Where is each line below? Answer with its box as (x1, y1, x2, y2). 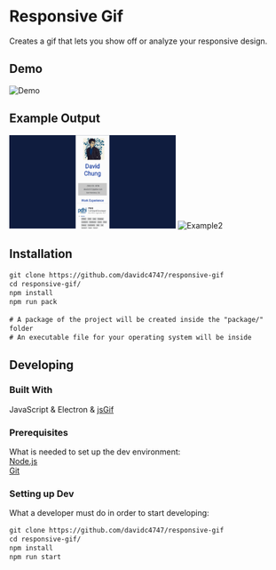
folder (9, 325, 34, 333)
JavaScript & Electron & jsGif (9, 404, 114, 414)
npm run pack (9, 298, 58, 307)
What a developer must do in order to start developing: (9, 508, 210, 518)
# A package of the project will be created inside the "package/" (9, 316, 264, 325)
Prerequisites (9, 426, 68, 438)
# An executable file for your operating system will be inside (9, 333, 252, 342)
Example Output (9, 111, 100, 126)
